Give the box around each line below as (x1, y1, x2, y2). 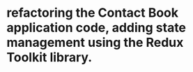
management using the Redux (6, 35, 184, 50)
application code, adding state (6, 20, 186, 36)
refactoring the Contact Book (6, 5, 179, 21)
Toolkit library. (6, 50, 93, 66)
